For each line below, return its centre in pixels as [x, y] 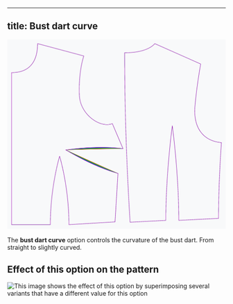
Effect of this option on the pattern [83, 269]
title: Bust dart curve [53, 26]
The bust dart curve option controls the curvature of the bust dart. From [111, 240]
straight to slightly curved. [44, 248]
